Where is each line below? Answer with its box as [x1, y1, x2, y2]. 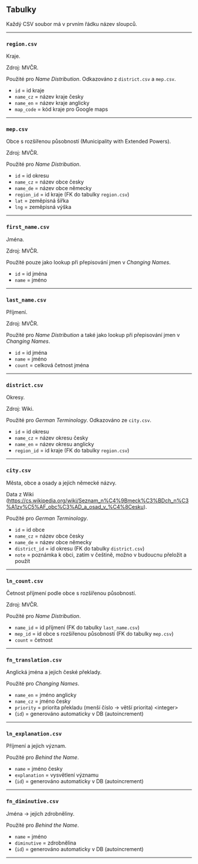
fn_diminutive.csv [6, 798, 59, 805]
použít [14, 557, 31, 564]
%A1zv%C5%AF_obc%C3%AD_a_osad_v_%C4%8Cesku [6, 503, 144, 510]
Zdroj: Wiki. [6, 405, 34, 413]
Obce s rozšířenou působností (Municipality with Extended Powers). [6, 138, 171, 145]
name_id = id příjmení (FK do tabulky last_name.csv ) [14, 624, 140, 631]
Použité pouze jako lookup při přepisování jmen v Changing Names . [6, 258, 171, 266]
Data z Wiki [6, 490, 34, 498]
